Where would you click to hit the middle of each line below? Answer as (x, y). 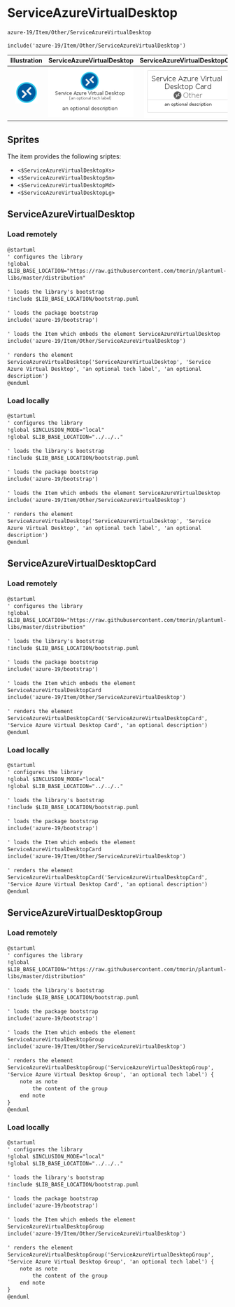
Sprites (23, 139)
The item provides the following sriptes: (64, 156)
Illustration (27, 60)
